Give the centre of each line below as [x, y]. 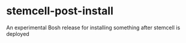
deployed [18, 33]
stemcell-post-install [60, 11]
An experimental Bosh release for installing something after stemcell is [93, 27]
